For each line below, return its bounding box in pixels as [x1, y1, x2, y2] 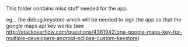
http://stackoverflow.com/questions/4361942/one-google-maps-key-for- [6, 28, 182, 35]
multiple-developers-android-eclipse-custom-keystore [6, 35, 138, 41]
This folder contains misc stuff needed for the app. [6, 5, 128, 12]
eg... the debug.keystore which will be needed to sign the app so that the [6, 16, 182, 23]
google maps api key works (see [6, 23, 85, 29]
